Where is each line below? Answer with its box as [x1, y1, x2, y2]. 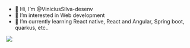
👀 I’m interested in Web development [14, 12, 105, 19]
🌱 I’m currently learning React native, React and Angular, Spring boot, [14, 18, 185, 25]
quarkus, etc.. [14, 24, 49, 31]
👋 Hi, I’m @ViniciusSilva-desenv [14, 6, 93, 12]
